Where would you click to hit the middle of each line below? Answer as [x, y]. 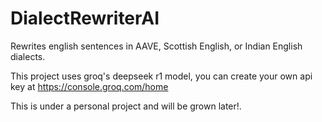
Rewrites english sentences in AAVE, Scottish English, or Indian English [156, 46]
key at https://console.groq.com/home [89, 86]
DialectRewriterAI [85, 18]
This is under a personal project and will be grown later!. [126, 106]
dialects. [28, 56]
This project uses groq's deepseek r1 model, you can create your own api [161, 76]
